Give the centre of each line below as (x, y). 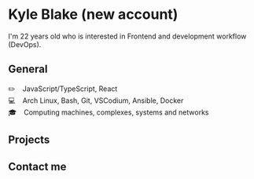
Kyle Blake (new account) (93, 15)
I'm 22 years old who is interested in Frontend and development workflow (127, 36)
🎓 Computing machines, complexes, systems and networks (109, 112)
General (28, 69)
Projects (29, 140)
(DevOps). (25, 44)
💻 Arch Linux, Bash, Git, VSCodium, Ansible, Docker (96, 100)
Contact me (37, 166)
